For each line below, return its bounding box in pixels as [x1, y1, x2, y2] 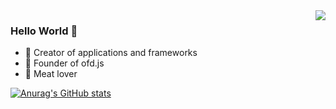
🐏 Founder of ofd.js [24, 57, 105, 69]
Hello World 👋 [10, 24, 78, 38]
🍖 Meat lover [24, 68, 78, 80]
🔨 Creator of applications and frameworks [24, 47, 198, 59]
